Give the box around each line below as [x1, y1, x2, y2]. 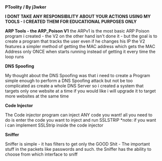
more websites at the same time [5, 93, 69, 99]
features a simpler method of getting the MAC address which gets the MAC [5, 44, 156, 49]
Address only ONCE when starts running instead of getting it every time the [5, 48, 156, 54]
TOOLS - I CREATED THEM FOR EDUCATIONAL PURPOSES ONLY [5, 19, 137, 24]
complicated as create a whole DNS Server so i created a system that [5, 83, 144, 89]
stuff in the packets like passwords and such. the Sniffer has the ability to [5, 146, 152, 152]
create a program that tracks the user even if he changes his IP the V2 [5, 38, 146, 44]
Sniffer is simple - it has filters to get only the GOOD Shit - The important [5, 141, 150, 147]
